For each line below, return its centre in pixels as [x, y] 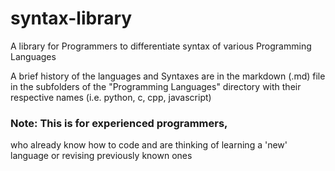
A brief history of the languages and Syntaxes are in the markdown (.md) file [168, 76]
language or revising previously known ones [101, 156]
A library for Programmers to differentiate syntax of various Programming [161, 46]
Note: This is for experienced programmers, [119, 123]
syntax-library [71, 18]
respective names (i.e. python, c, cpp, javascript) [111, 97]
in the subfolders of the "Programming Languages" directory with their [156, 86]
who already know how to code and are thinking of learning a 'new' [149, 145]
